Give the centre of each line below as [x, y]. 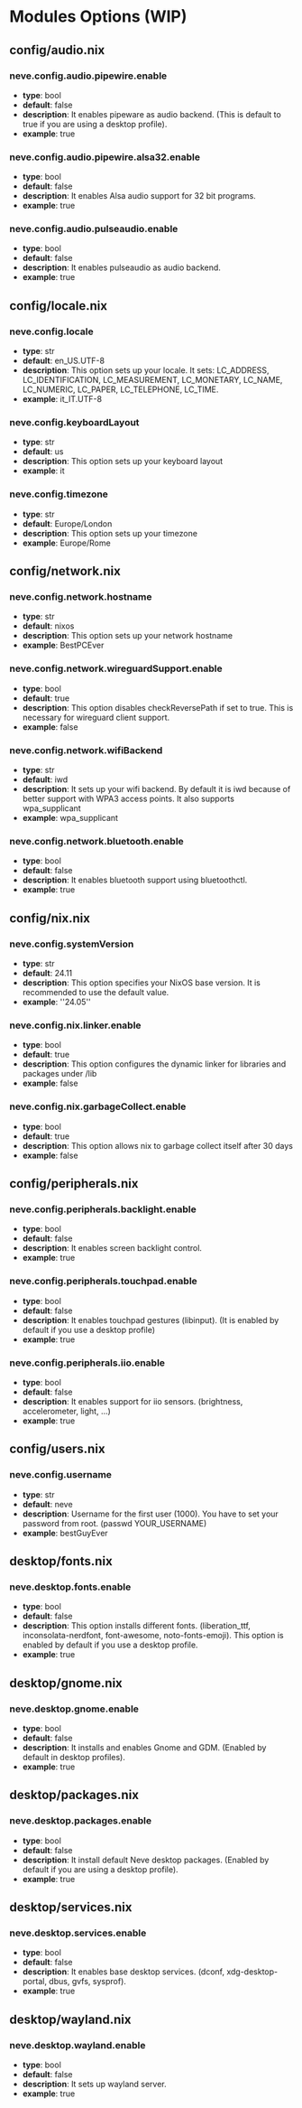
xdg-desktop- [252, 1972]
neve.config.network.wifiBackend [86, 750]
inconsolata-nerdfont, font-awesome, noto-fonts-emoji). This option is [153, 1636]
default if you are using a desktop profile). [100, 1869]
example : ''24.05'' [57, 1002]
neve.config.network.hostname [81, 597]
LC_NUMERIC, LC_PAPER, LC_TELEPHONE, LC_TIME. [120, 389]
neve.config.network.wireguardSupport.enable [116, 668]
